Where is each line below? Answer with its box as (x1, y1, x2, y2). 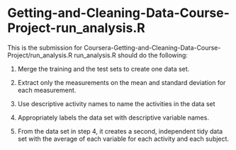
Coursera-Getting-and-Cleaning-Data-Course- (84, 43, 221, 52)
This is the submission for (7, 43, 83, 52)
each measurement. (17, 86, 77, 94)
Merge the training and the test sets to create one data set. (17, 64, 190, 73)
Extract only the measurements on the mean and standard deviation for (17, 78, 226, 86)
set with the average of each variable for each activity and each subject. (17, 134, 229, 143)
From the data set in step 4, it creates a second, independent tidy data (17, 127, 223, 135)
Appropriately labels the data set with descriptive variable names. (17, 113, 209, 122)
